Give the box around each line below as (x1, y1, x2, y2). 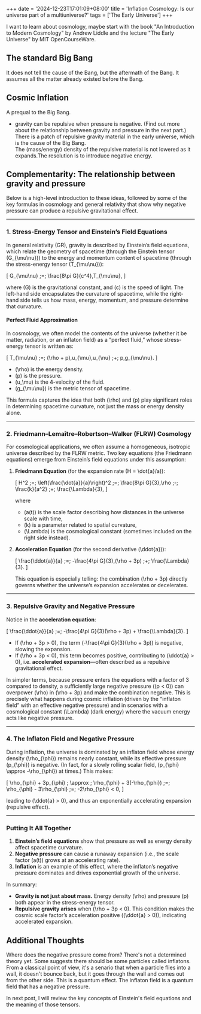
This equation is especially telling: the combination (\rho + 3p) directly (14, 575, 188, 582)
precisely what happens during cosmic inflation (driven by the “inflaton (6, 695, 181, 702)
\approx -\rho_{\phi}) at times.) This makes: (6, 767, 113, 775)
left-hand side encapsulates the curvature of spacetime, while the (6, 290, 169, 297)
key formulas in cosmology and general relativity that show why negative (6, 201, 187, 208)
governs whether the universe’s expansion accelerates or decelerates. (14, 582, 188, 589)
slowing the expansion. (14, 645, 72, 652)
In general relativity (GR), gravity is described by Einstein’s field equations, (6, 241, 190, 248)
